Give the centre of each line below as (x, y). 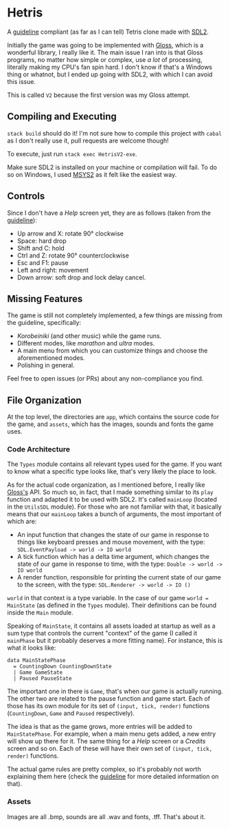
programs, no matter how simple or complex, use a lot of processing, (105, 59)
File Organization (45, 400)
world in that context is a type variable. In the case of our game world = (108, 598)
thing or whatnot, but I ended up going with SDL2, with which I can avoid (110, 74)
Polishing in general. (46, 365)
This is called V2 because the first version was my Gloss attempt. (99, 95)
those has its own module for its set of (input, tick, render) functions (108, 706)
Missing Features (45, 298)
